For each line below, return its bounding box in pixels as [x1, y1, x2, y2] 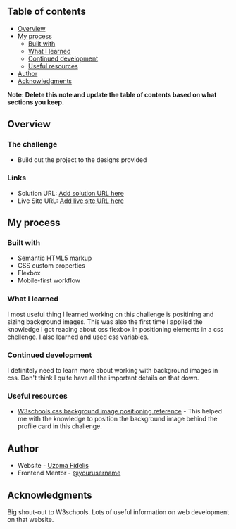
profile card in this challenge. [17, 422, 102, 430]
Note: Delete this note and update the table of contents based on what [7, 90, 217, 99]
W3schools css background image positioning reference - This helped [17, 407, 223, 416]
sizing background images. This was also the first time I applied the [7, 317, 203, 326]
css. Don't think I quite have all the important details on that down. [7, 373, 199, 382]
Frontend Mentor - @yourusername [17, 468, 121, 478]
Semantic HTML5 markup [17, 254, 92, 263]
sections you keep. [7, 98, 65, 106]
